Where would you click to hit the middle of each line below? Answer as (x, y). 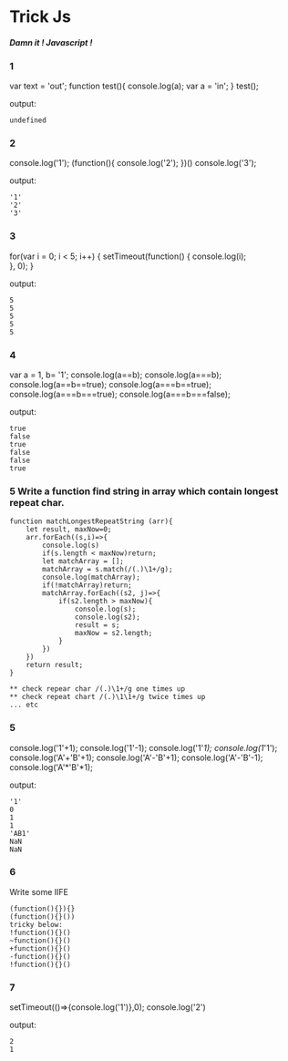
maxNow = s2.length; (113, 634)
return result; (55, 665)
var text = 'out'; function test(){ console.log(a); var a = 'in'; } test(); (134, 86)
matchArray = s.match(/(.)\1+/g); (108, 570)
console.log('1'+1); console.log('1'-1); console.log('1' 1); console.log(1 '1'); (144, 747)
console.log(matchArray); (92, 577)
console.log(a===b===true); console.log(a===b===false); (120, 394)
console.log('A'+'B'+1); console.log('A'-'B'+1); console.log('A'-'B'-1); (136, 757)
